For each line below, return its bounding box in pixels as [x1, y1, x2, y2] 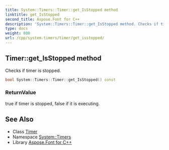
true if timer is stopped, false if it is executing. [5, 100, 100, 106]
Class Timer [12, 128, 38, 134]
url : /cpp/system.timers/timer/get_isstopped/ [5, 36, 105, 41]
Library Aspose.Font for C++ [12, 139, 72, 145]
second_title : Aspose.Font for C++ [5, 17, 80, 22]
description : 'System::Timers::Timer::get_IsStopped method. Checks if [5, 21, 158, 27]
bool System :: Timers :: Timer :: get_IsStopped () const [5, 77, 116, 82]
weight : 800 [5, 31, 30, 36]
